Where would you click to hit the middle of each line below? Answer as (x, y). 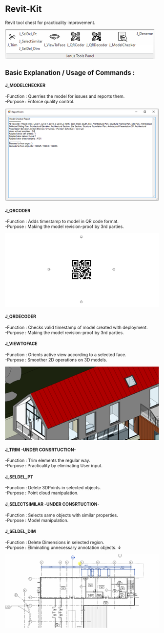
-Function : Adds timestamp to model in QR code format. (62, 222)
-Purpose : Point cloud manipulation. (42, 493)
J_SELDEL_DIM (20, 531)
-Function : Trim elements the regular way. (48, 460)
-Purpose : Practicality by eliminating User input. (54, 466)
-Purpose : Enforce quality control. (40, 101)
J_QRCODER (18, 210)
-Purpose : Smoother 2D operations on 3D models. (56, 360)
